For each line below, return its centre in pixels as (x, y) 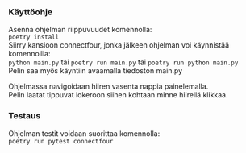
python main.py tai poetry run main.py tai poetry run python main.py (123, 62)
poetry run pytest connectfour (61, 141)
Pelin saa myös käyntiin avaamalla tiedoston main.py (96, 71)
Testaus (25, 116)
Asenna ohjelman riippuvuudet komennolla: (80, 30)
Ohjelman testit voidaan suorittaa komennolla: (84, 133)
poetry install (34, 37)
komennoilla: (29, 54)
